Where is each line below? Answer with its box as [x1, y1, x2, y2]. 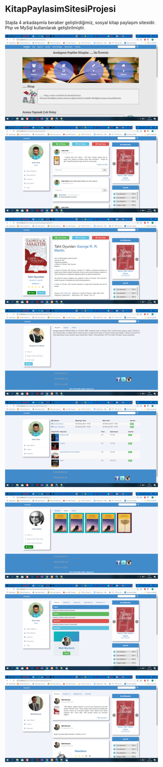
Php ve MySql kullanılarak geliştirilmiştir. [5, 24, 85, 30]
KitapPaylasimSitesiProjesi [5, 3, 116, 15]
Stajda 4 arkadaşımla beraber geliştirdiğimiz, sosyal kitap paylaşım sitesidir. [5, 20, 156, 25]
